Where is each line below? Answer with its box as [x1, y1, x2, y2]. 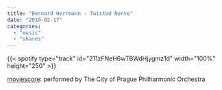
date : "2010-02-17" [7, 16, 63, 23]
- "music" [13, 29, 41, 36]
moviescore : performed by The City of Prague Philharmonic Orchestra [7, 75, 206, 83]
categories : [7, 23, 41, 30]
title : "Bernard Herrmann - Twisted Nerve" [7, 10, 134, 17]
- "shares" [13, 36, 45, 43]
